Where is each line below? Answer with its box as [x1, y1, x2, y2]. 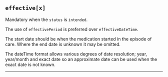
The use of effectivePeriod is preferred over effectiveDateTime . [5, 26, 138, 32]
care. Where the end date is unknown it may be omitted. [5, 41, 121, 47]
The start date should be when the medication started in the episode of [5, 35, 152, 42]
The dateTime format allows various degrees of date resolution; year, [5, 50, 147, 57]
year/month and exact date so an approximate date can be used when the [5, 56, 157, 62]
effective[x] [5, 4, 46, 12]
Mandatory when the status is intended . [5, 16, 88, 22]
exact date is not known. [5, 61, 56, 67]
